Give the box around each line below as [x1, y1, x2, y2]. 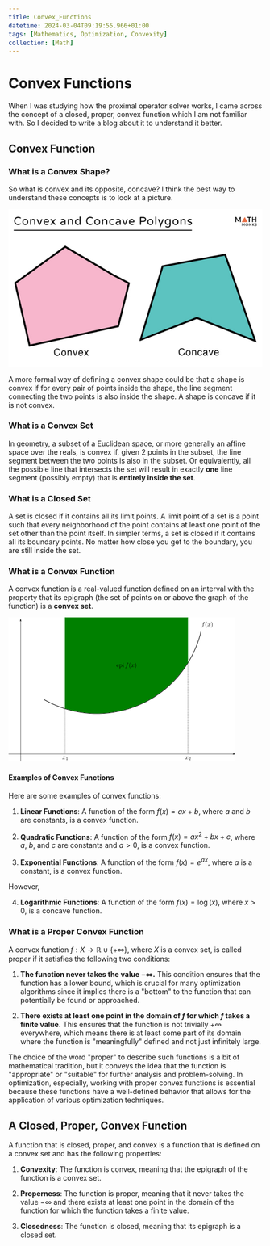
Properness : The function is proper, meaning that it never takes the [19, 1189, 244, 1198]
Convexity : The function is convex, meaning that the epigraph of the [19, 1164, 248, 1174]
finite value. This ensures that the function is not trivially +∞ [19, 1020, 222, 1030]
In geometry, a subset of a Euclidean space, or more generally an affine [8, 438, 246, 448]
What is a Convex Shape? [8, 166, 110, 177]
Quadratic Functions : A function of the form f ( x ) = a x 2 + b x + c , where [19, 830, 255, 841]
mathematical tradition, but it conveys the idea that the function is [8, 1061, 226, 1071]
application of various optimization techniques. [8, 1095, 164, 1105]
